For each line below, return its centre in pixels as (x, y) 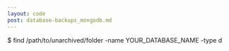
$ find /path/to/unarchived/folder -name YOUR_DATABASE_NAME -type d (115, 40)
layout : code (27, 14)
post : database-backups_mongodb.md (60, 20)
